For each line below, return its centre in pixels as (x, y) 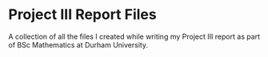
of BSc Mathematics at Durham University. (78, 44)
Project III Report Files (83, 15)
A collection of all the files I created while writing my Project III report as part (134, 36)
